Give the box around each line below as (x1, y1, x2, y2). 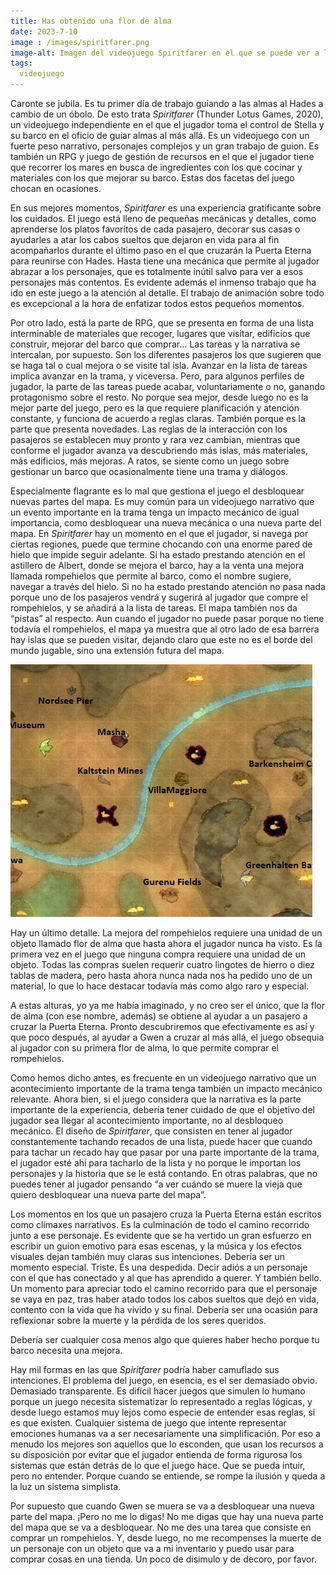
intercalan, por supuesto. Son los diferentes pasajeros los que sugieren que (10, 349, 322, 360)
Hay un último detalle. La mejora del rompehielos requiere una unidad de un (10, 927, 323, 939)
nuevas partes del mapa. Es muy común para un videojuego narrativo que (10, 496, 315, 507)
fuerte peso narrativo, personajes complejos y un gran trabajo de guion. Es (10, 140, 320, 152)
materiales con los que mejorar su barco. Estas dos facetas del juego (10, 172, 295, 184)
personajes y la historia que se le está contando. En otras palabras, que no (10, 1168, 318, 1179)
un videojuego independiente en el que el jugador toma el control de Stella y (10, 119, 325, 130)
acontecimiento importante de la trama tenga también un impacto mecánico (10, 1083, 323, 1094)
